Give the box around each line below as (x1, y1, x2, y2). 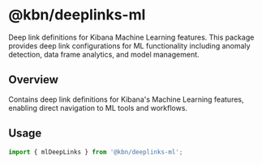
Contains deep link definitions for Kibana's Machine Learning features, (8, 95, 245, 104)
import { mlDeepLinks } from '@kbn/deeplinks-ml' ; (8, 148, 183, 156)
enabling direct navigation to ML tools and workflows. (8, 103, 188, 112)
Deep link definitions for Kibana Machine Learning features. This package (8, 32, 255, 42)
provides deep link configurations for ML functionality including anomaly (8, 40, 251, 50)
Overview (8, 73, 59, 86)
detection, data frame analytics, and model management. (8, 49, 200, 59)
